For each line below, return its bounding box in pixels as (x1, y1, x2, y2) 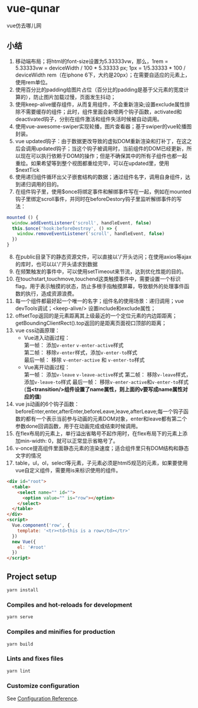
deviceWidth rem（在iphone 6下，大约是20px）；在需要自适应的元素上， (15, 71, 190, 78)
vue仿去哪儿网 (6, 22, 42, 29)
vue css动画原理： (15, 327, 61, 334)
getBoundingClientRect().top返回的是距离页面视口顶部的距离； (15, 320, 167, 326)
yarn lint (6, 668, 31, 674)
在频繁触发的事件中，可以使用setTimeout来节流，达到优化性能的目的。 (15, 268, 187, 275)
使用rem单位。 (15, 78, 51, 85)
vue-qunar (6, 2, 61, 15)
